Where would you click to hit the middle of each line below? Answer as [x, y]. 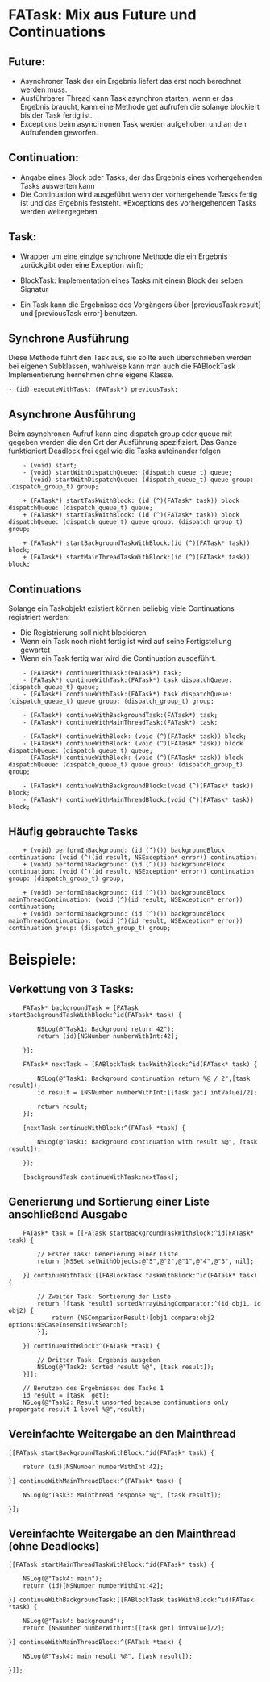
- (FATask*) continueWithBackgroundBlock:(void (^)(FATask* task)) [138, 786]
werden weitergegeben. [60, 211]
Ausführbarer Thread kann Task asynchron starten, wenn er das [127, 98]
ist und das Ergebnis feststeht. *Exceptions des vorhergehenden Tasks [138, 202]
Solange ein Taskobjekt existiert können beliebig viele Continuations [122, 608]
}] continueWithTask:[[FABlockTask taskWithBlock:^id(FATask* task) [140, 1275]
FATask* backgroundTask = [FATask [81, 1008]
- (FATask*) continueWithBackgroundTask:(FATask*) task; [120, 716]
